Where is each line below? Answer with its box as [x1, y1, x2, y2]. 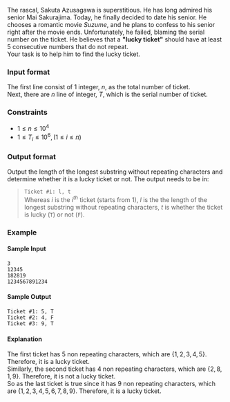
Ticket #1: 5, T [7, 308, 54, 315]
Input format [7, 67, 50, 77]
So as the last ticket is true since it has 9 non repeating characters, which [7, 380, 216, 388]
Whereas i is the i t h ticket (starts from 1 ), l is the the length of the [23, 194, 208, 203]
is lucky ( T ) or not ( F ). [23, 210, 85, 219]
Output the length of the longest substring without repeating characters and [7, 167, 223, 176]
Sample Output [7, 293, 52, 301]
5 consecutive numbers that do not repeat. [7, 43, 129, 51]
